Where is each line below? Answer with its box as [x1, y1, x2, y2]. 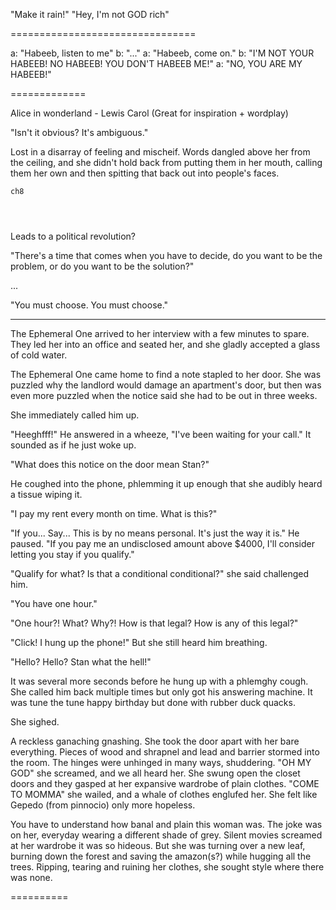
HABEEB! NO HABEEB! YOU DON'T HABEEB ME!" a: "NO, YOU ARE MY [10, 58, 303, 69]
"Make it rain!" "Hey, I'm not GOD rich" [10, 9, 170, 20]
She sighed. [10, 716, 60, 728]
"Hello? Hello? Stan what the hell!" [10, 656, 152, 668]
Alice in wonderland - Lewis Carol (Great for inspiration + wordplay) [10, 107, 289, 119]
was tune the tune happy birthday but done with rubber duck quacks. [10, 697, 296, 708]
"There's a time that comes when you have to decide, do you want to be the [10, 250, 323, 261]
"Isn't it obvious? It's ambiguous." [10, 127, 149, 138]
